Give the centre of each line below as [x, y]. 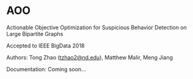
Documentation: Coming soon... [46, 69]
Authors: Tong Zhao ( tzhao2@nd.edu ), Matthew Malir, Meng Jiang [89, 57]
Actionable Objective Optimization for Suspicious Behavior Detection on [97, 27]
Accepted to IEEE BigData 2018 [46, 46]
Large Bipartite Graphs [35, 33]
